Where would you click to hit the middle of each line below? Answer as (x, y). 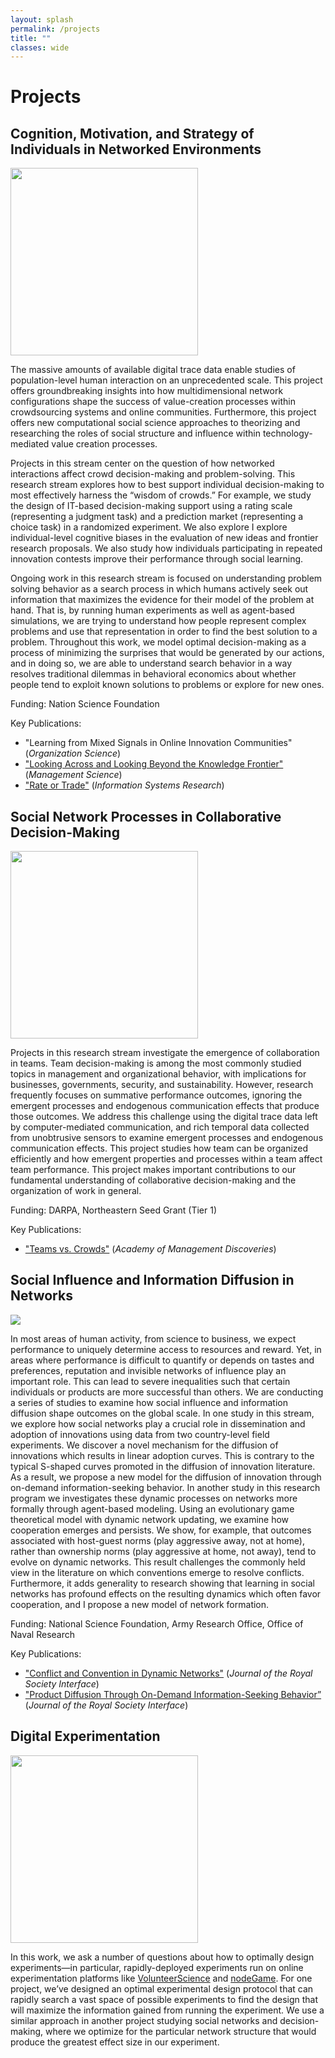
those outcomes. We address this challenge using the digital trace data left (164, 1117)
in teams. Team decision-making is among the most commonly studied (156, 1063)
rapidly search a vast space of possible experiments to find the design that (164, 1999)
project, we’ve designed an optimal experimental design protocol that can (162, 1988)
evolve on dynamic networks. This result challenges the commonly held (158, 1562)
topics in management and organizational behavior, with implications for (158, 1074)
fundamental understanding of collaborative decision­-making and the (153, 1180)
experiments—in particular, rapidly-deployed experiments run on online (157, 1967)
